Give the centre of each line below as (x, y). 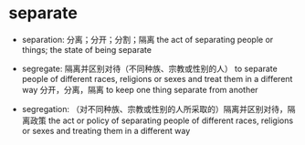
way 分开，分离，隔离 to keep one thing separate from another (140, 89)
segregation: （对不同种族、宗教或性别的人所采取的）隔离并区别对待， (155, 109)
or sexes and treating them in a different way (106, 130)
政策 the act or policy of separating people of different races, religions (162, 120)
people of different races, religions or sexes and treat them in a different (157, 78)
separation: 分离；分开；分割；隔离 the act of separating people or (147, 39)
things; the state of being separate (87, 49)
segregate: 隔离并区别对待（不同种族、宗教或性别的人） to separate (149, 68)
